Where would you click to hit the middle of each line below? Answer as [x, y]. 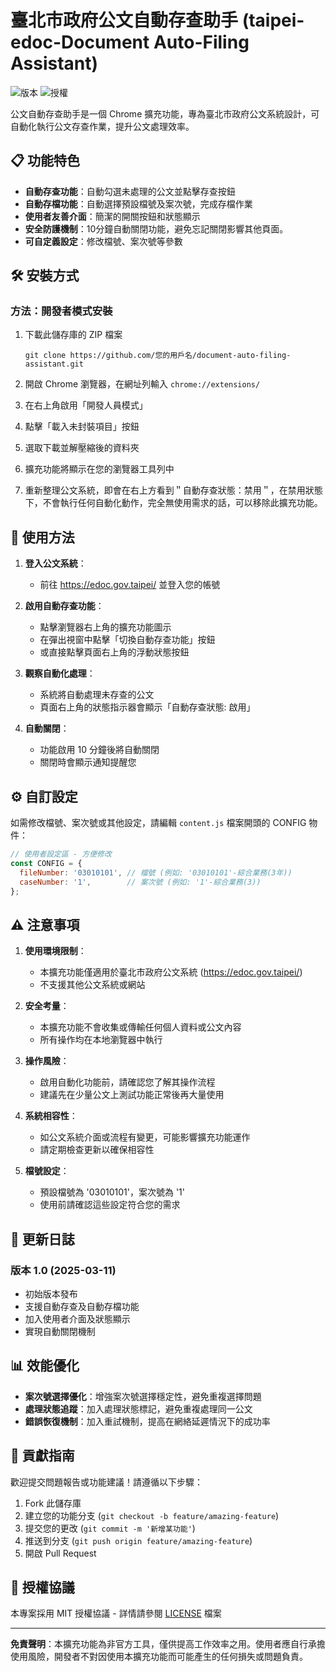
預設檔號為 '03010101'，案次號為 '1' [112, 1192]
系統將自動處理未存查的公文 [97, 695]
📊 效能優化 [45, 1366]
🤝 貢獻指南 [42, 1456]
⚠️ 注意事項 [45, 924]
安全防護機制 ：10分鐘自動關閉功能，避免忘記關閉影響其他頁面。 [156, 228]
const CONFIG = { [46, 863]
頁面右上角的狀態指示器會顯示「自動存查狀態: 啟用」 [147, 707]
